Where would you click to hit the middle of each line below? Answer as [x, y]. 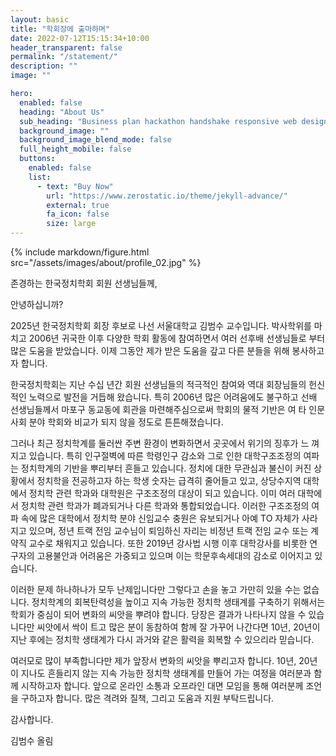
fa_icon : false [78, 214]
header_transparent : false [66, 47]
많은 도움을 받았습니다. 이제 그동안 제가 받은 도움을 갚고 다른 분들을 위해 [150, 350]
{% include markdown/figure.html [80, 252]
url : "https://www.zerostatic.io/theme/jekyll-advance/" [167, 196]
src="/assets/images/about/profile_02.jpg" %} [106, 262]
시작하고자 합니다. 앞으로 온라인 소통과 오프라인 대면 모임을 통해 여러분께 [162, 685]
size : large [71, 224]
